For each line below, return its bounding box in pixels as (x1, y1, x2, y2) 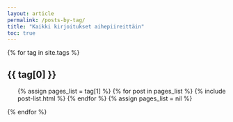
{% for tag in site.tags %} (7, 49, 80, 57)
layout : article (7, 10, 54, 17)
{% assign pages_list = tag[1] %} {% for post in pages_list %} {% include (17, 87, 226, 96)
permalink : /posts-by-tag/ (7, 17, 86, 24)
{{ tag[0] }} (7, 69, 57, 80)
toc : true (7, 29, 36, 37)
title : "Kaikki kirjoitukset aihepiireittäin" (7, 23, 145, 30)
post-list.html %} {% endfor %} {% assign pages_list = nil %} (17, 94, 193, 103)
